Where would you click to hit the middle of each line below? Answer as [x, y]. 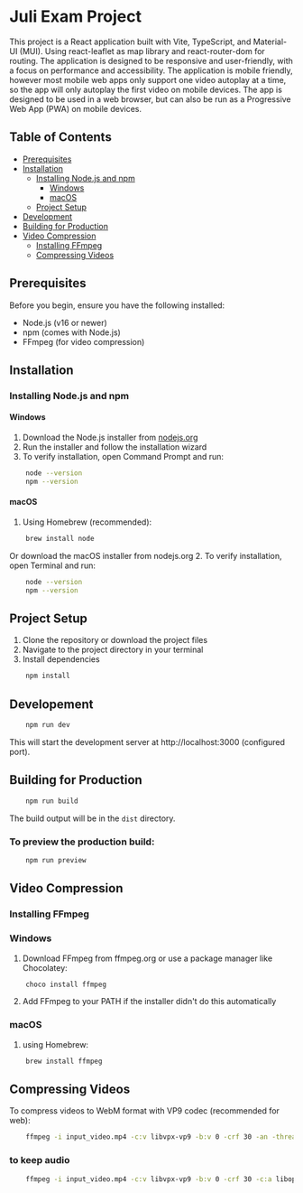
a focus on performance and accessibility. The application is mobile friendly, [151, 70]
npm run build [52, 801]
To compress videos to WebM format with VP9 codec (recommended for [144, 1111]
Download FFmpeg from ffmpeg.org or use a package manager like [147, 958]
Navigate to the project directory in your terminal [113, 650]
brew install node [60, 539]
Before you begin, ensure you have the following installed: [117, 305]
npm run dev [48, 725]
